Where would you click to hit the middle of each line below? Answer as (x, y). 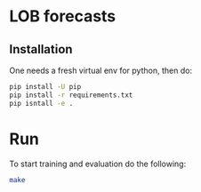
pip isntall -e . (41, 103)
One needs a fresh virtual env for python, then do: (101, 70)
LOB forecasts (63, 16)
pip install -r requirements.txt (71, 95)
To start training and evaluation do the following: (98, 164)
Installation (41, 49)
